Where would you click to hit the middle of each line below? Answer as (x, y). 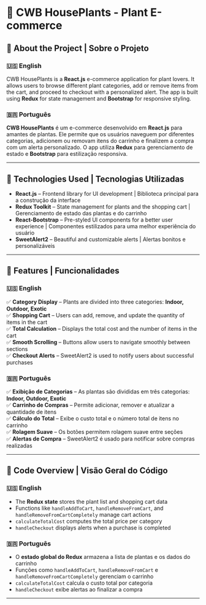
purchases (20, 362)
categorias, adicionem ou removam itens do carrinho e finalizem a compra (100, 141)
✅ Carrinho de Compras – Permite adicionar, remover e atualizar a (90, 405)
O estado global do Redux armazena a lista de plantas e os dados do (103, 557)
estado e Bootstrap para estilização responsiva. (67, 154)
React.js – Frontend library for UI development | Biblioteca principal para (107, 193)
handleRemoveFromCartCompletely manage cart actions (83, 514)
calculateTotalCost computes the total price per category (89, 521)
